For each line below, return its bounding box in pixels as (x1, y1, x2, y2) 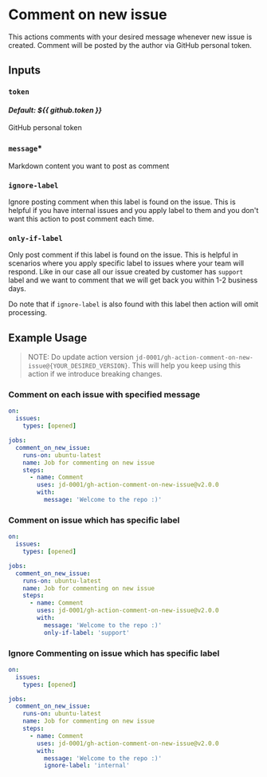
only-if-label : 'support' (43, 629, 130, 637)
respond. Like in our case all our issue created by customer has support (8, 267, 244, 277)
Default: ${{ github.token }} (8, 105, 102, 115)
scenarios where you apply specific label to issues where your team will (8, 258, 245, 268)
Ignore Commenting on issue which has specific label (8, 648, 220, 659)
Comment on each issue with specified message (8, 389, 201, 400)
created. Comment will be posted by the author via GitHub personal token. (8, 40, 253, 49)
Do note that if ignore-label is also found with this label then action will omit (8, 299, 259, 309)
